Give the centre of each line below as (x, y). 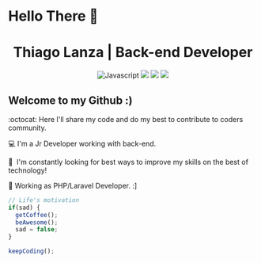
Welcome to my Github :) (70, 100)
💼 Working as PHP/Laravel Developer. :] (73, 185)
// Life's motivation (44, 200)
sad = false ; (37, 230)
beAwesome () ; (37, 222)
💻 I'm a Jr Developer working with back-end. (82, 143)
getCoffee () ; (37, 215)
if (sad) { (25, 208)
